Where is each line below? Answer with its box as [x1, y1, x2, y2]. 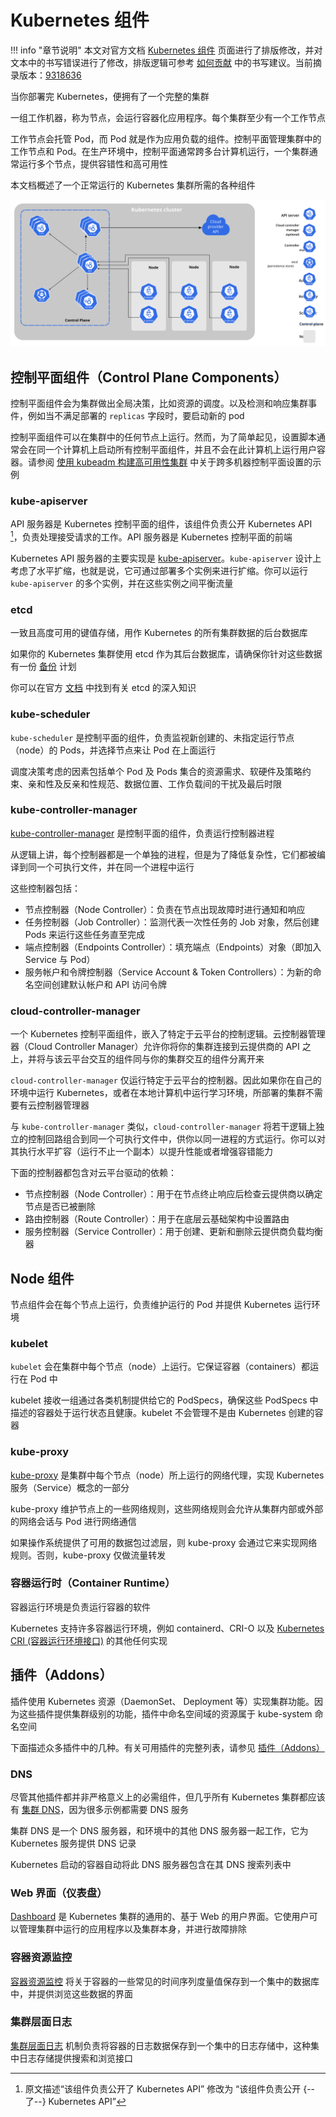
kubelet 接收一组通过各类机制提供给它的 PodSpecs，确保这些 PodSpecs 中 [10, 1394, 319, 1406]
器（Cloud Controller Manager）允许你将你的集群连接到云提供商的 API [10, 1041, 300, 1053]
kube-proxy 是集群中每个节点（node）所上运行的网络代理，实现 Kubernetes [10, 1469, 325, 1481]
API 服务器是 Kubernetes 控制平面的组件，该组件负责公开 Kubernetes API [10, 518, 313, 530]
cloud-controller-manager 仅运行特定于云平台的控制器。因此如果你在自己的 [10, 1074, 322, 1086]
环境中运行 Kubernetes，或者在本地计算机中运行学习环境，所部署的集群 [10, 1087, 306, 1099]
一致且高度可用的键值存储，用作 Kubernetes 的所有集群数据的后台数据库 [10, 627, 308, 639]
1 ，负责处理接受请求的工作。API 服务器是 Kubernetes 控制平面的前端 [10, 529, 293, 543]
